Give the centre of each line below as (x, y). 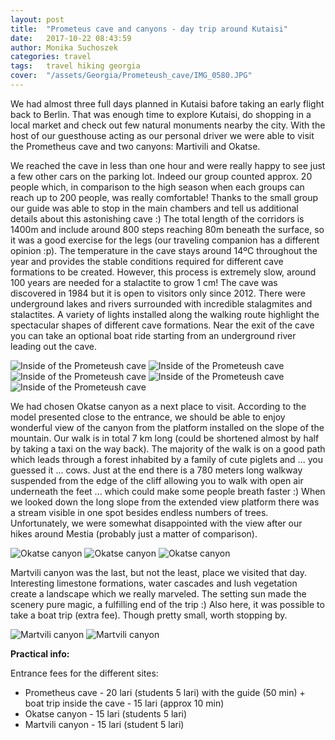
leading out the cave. (54, 346)
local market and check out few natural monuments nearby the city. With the (168, 125)
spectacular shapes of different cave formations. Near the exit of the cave (162, 325)
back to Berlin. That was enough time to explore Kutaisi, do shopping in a (161, 114)
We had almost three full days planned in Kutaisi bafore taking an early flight (167, 103)
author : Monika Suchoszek (64, 47)
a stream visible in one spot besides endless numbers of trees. (139, 512)
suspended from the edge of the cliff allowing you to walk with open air (157, 480)
